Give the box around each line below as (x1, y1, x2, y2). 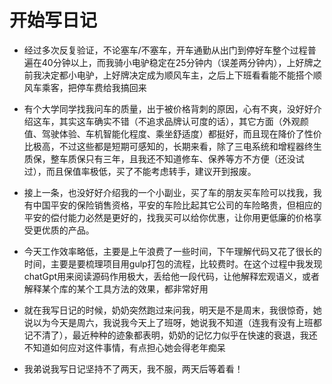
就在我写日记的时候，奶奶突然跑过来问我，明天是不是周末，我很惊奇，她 (23, 304, 322, 316)
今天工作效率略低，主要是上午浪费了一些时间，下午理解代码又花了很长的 (23, 245, 322, 257)
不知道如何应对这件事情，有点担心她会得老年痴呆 (23, 341, 226, 353)
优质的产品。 (41, 224, 95, 236)
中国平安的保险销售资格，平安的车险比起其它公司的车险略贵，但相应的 (32, 199, 322, 211)
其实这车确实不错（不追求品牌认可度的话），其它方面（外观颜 (58, 115, 309, 127)
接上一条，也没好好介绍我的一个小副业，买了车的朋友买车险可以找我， (23, 186, 314, 198)
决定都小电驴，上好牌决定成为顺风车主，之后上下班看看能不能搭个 (41, 69, 314, 81)
